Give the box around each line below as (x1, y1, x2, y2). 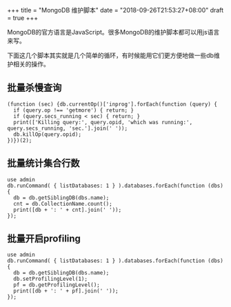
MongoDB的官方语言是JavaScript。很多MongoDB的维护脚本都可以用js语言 (7, 28, 220, 36)
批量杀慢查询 (7, 82, 62, 94)
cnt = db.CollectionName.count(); (13, 200, 112, 207)
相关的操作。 (12, 60, 50, 68)
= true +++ (7, 14, 39, 22)
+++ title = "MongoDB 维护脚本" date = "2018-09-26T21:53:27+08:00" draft (7, 6, 224, 14)
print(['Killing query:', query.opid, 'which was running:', (13, 119, 193, 126)
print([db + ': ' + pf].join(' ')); (13, 288, 119, 295)
